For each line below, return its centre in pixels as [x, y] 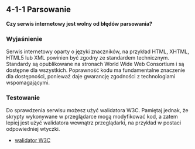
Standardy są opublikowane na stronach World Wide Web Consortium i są [95, 64]
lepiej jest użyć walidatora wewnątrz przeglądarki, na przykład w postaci [94, 123]
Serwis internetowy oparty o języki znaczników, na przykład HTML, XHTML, [97, 51]
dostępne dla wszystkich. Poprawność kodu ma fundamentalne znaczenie [96, 70]
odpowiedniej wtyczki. [33, 129]
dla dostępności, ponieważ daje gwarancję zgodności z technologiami [91, 77]
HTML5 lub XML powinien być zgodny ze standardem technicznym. [88, 58]
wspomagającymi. [28, 83]
